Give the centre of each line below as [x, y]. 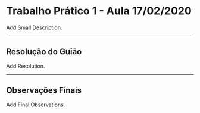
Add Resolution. [26, 66]
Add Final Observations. [36, 105]
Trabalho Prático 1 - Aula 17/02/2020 [99, 11]
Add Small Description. [34, 27]
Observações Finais [44, 90]
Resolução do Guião [44, 52]
